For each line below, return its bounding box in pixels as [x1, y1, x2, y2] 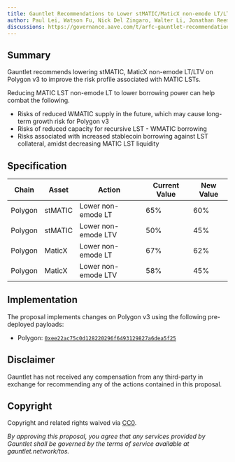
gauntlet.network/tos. [7, 447, 70, 456]
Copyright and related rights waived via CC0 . [7, 419, 137, 427]
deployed [7, 320, 35, 328]
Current [152, 181, 180, 190]
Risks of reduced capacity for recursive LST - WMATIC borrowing [17, 125, 208, 133]
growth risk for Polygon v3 [32, 117, 110, 126]
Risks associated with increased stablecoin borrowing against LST [17, 132, 208, 141]
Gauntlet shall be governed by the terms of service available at [7, 440, 190, 448]
